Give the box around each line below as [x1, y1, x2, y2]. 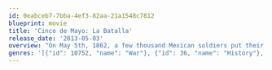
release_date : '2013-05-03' [8, 34, 104, 43]
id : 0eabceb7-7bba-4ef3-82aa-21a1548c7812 [8, 11, 155, 20]
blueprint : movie [8, 19, 68, 27]
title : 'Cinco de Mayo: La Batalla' [8, 27, 133, 35]
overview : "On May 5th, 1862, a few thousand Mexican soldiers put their [8, 42, 265, 50]
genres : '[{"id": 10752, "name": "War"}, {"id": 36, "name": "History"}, [8, 49, 265, 57]
